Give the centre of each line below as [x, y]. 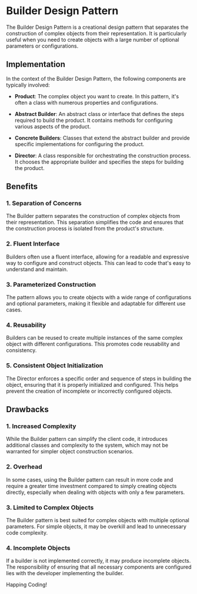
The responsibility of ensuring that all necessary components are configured [99, 567]
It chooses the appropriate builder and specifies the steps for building [99, 162]
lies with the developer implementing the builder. [65, 573]
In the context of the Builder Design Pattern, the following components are [96, 78]
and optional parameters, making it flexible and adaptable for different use [96, 304]
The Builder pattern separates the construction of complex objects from [93, 216]
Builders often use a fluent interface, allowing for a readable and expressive [98, 257]
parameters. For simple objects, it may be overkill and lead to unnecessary [96, 526]
